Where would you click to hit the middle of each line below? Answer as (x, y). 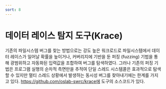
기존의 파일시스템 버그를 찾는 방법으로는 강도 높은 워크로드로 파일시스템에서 (78, 50)
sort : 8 (13, 10)
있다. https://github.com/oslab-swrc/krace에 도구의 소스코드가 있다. (78, 81)
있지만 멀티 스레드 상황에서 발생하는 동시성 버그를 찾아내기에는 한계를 (83, 75)
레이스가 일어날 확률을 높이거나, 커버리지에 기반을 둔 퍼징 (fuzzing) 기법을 (82, 56)
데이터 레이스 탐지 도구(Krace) (64, 36)
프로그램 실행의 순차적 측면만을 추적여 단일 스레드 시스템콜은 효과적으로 (83, 69)
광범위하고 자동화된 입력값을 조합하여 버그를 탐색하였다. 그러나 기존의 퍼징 (82, 63)
